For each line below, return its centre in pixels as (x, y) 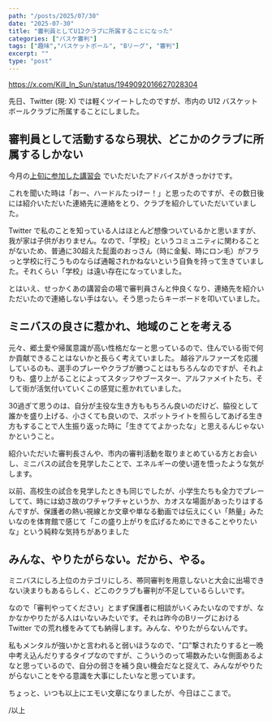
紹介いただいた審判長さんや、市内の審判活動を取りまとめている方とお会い (133, 453)
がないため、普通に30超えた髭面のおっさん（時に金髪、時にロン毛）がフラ (134, 251)
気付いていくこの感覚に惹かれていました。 (114, 388)
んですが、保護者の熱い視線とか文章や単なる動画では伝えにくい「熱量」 (129, 511)
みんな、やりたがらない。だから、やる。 (110, 559)
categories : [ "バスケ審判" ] (53, 39)
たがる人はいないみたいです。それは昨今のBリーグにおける (142, 618)
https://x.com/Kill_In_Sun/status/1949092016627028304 (103, 84)
